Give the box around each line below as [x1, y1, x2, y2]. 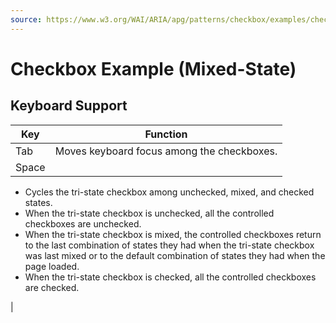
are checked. [24, 281, 80, 293]
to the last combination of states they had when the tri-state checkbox [24, 239, 315, 251]
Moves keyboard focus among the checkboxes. [54, 144, 278, 158]
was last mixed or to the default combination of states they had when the [24, 249, 326, 261]
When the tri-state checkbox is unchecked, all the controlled [24, 207, 275, 219]
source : [10, 14, 43, 25]
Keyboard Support [10, 97, 128, 115]
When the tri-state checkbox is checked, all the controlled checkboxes [24, 271, 317, 283]
